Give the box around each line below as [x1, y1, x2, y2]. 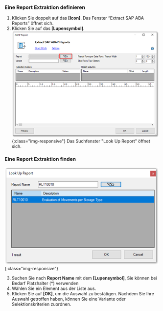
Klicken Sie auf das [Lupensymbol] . [11, 26, 85, 31]
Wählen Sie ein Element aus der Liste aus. [11, 285, 96, 291]
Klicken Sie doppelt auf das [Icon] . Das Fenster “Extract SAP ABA [11, 15, 144, 21]
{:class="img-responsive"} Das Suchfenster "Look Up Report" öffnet [11, 138, 150, 144]
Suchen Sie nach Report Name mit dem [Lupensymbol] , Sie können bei [11, 275, 157, 281]
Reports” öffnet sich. [11, 20, 54, 26]
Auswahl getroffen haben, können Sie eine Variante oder [11, 296, 126, 302]
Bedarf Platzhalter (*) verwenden [11, 281, 79, 286]
